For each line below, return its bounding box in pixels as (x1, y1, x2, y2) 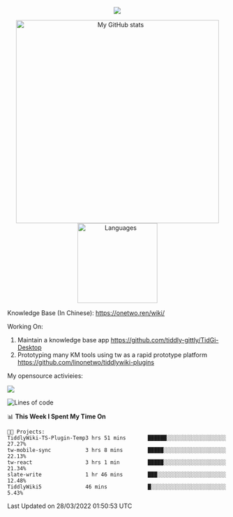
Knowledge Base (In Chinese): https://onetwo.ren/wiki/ (7, 309, 165, 317)
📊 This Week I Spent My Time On (7, 412, 106, 421)
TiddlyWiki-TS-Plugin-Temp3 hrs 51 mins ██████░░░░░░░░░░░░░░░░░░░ (7, 435, 227, 442)
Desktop (17, 343, 42, 351)
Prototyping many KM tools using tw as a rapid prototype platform (17, 351, 208, 359)
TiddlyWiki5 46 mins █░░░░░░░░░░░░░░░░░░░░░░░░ (7, 483, 227, 490)
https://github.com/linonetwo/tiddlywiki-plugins (17, 358, 155, 366)
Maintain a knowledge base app (17, 336, 110, 344)
